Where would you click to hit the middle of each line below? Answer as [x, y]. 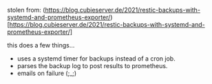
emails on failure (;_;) [47, 73]
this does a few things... [41, 45]
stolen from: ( [26, 10]
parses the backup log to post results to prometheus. [92, 66]
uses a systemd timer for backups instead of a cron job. [96, 59]
